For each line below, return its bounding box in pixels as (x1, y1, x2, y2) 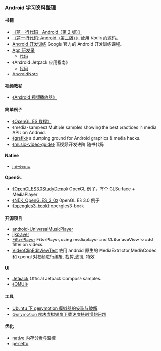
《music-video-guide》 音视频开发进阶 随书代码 (12, 141, 104, 147)
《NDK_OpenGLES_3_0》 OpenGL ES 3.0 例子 (12, 197, 100, 203)
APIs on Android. (12, 129, 46, 135)
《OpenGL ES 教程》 (12, 118, 52, 124)
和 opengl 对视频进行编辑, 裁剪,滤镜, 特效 (12, 254, 95, 259)
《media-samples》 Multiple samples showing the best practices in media (12, 124, 157, 130)
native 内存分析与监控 (12, 335, 56, 341)
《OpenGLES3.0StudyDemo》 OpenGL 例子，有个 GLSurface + (12, 186, 135, 192)
